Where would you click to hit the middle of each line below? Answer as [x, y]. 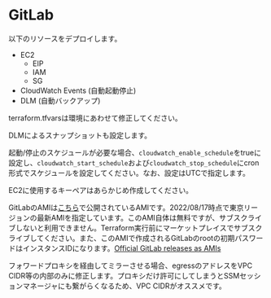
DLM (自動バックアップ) [60, 100]
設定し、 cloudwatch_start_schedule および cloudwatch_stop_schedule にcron [134, 162]
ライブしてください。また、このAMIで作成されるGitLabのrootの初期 [122, 238]
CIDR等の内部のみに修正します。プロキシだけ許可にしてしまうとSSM [124, 275]
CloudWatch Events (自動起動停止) [78, 90]
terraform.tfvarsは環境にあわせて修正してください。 [96, 118]
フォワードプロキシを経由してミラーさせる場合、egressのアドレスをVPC [131, 265]
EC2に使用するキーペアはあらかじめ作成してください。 [101, 190]
